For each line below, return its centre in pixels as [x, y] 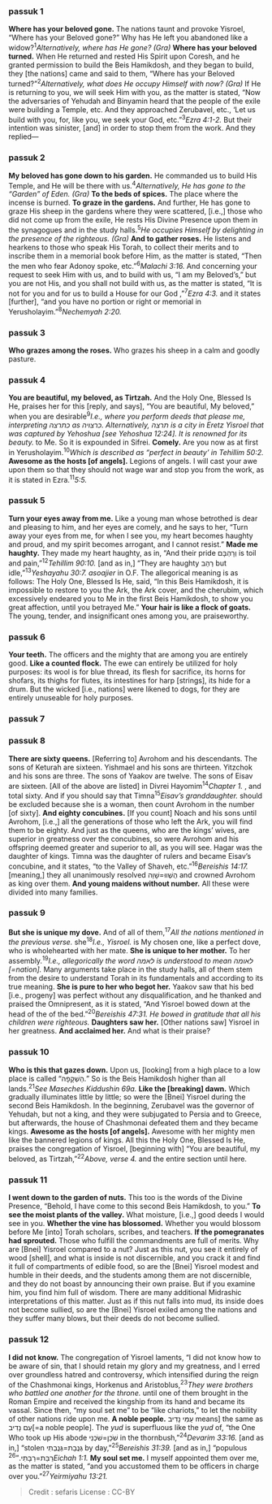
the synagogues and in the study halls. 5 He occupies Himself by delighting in [136, 229]
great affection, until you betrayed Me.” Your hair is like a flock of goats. [130, 608]
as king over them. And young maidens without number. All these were [129, 883]
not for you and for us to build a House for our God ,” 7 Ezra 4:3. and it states [135, 293]
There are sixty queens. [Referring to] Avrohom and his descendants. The [133, 758]
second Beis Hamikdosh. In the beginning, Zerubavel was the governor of [132, 1106]
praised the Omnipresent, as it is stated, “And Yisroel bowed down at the [130, 1003]
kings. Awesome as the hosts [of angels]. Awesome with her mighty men [132, 1132]
